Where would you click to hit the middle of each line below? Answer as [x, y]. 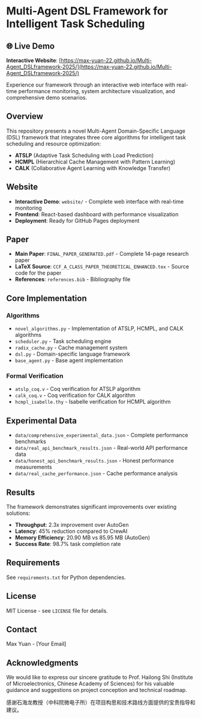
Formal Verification [35, 376]
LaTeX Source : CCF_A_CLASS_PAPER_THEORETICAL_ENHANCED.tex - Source [102, 267]
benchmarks [30, 441]
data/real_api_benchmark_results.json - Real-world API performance [101, 448]
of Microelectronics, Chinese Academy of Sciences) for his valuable [90, 684]
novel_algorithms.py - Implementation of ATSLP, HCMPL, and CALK [99, 329]
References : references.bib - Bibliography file [73, 279]
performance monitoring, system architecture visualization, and [97, 91]
